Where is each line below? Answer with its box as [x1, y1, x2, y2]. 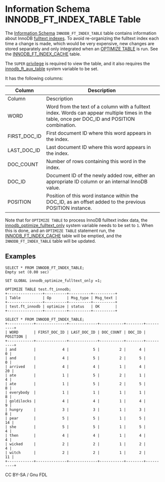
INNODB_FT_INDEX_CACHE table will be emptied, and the [5, 232, 122, 239]
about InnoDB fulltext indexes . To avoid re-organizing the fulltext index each [5, 35, 159, 41]
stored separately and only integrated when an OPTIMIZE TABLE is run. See [5, 46, 158, 52]
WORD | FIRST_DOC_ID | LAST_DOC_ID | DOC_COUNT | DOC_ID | [9, 330, 146, 335]
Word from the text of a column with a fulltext [46, 103, 151, 110]
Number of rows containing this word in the [46, 158, 146, 165]
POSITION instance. [46, 204, 92, 211]
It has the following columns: [5, 75, 63, 81]
